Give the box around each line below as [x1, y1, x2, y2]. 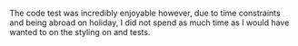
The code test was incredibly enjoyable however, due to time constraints [9, 8, 281, 18]
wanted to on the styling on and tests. [9, 27, 151, 37]
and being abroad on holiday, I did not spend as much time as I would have [9, 17, 290, 28]
